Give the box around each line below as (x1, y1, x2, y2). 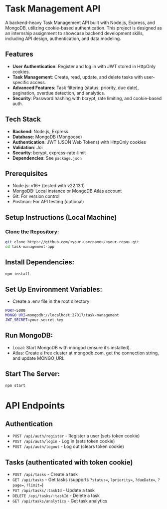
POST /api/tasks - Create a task (12, 471, 78, 477)
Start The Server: (5, 370, 60, 378)
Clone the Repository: (5, 228, 59, 235)
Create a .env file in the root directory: (12, 298, 91, 304)
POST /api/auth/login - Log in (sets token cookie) (12, 438, 115, 444)
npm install (5, 271, 30, 276)
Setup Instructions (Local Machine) (5, 213, 117, 222)
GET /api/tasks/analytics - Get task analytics (12, 498, 108, 504)
